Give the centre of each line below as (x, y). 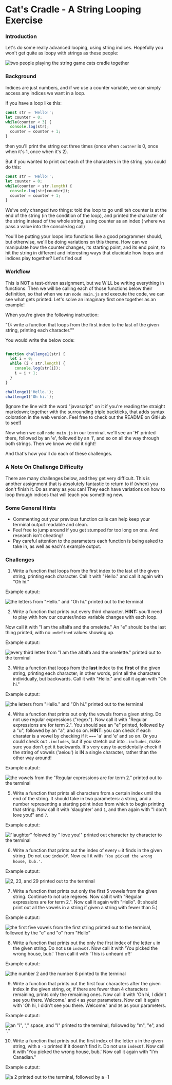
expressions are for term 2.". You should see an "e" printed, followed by (88, 725)
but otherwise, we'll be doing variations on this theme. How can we (76, 242)
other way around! (32, 758)
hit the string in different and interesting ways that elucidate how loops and (84, 253)
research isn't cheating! (38, 536)
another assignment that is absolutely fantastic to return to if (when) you (82, 484)
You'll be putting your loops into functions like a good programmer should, (84, 236)
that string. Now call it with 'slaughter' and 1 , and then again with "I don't (90, 810)
